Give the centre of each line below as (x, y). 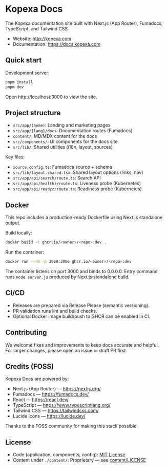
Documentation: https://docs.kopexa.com (57, 44)
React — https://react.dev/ (41, 400)
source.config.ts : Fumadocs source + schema (62, 167)
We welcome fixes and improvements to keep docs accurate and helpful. (82, 345)
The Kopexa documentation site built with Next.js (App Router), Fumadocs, (84, 23)
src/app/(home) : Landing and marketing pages (62, 125)
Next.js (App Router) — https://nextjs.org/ (57, 389)
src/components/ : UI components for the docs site (65, 141)
